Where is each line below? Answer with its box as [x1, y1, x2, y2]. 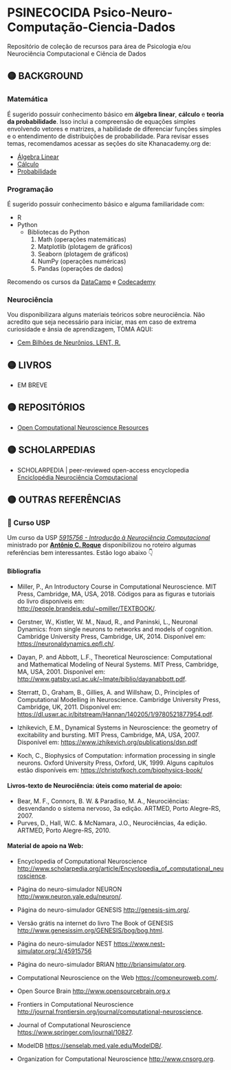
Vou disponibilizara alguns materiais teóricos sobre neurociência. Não [7, 311, 205, 319]
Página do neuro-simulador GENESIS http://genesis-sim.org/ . [16, 906, 190, 914]
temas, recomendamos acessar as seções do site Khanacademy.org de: [7, 139, 211, 147]
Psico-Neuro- [93, 5, 173, 21]
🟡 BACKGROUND [7, 70, 84, 82]
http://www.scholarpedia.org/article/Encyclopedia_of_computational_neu [16, 864, 224, 873]
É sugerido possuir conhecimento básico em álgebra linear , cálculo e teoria [7, 110, 224, 118]
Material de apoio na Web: [7, 842, 84, 850]
